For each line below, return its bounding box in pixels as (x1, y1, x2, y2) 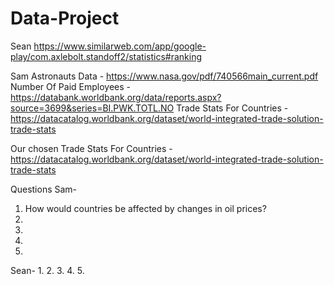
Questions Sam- (10, 183, 78, 195)
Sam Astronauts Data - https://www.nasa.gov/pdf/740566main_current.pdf (10, 70, 319, 82)
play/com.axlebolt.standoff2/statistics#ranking (10, 50, 203, 62)
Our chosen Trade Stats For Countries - (10, 142, 173, 154)
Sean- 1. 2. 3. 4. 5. (10, 264, 85, 276)
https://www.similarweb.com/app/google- (33, 40, 207, 52)
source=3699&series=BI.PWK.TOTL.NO (10, 102, 175, 114)
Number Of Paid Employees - (10, 80, 132, 92)
